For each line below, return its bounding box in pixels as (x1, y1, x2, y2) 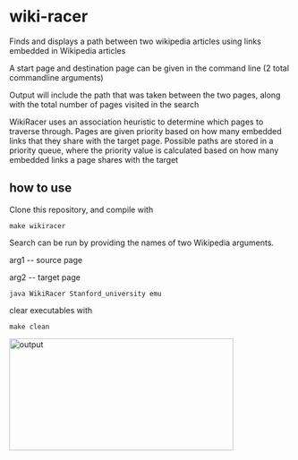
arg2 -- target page (9, 271, 81, 283)
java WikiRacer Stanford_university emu (9, 289, 163, 298)
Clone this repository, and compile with (9, 204, 154, 215)
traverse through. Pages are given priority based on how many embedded (9, 125, 282, 136)
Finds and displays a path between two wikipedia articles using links (9, 36, 261, 47)
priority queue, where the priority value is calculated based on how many (9, 145, 279, 156)
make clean (9, 322, 50, 331)
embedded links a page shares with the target (9, 154, 179, 165)
